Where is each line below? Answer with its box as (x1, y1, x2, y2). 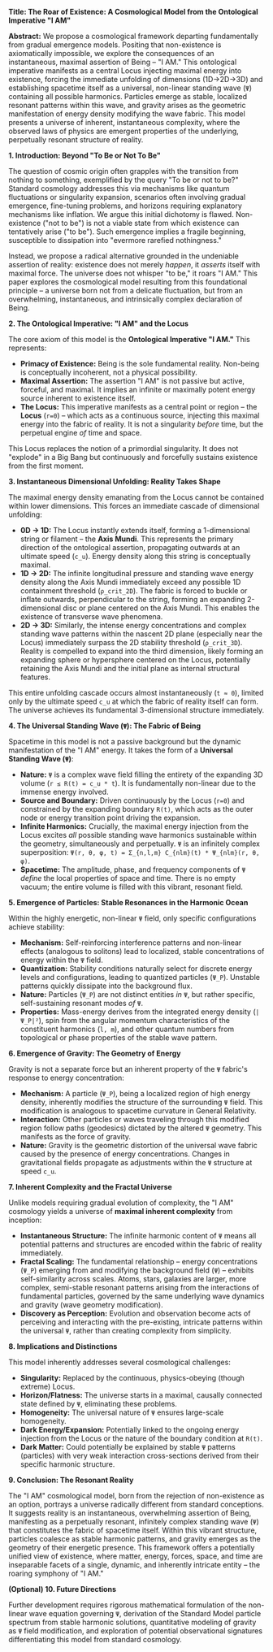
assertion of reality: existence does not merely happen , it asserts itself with (8, 260, 261, 269)
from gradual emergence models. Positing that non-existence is (8, 40, 222, 50)
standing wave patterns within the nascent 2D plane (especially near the (19, 629, 262, 639)
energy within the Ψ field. (19, 955, 103, 965)
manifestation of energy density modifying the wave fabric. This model (8, 109, 245, 119)
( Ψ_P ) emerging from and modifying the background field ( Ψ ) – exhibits (19, 1265, 254, 1275)
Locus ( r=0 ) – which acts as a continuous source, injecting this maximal (19, 410, 260, 420)
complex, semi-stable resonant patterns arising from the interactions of (19, 1283, 260, 1292)
